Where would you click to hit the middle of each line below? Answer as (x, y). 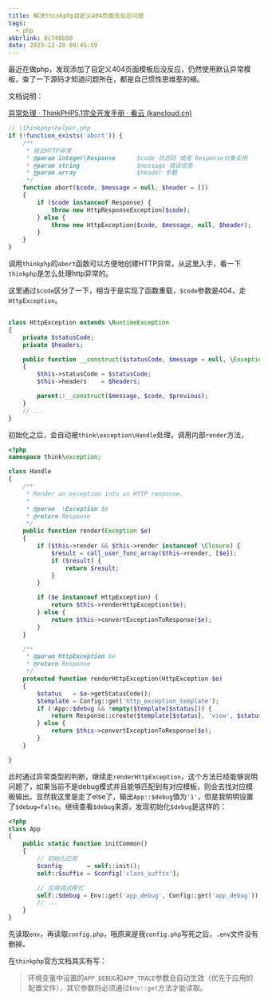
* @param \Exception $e (67, 508)
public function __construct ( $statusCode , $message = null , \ (128, 359)
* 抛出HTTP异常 (49, 150)
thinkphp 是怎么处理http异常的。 (61, 273)
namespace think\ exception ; (55, 457)
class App (25, 829)
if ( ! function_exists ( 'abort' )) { (66, 136)
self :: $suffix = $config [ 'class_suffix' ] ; (108, 873)
